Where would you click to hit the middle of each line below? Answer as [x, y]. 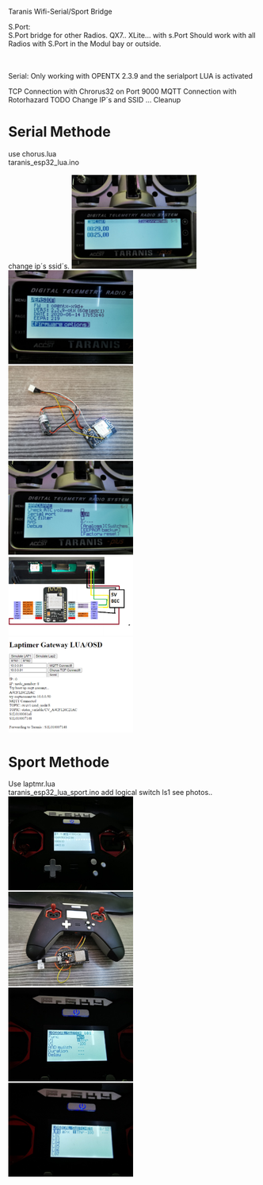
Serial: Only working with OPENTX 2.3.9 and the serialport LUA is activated [131, 76]
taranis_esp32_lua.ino [44, 162]
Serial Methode [59, 132]
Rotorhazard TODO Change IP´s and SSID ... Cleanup [95, 100]
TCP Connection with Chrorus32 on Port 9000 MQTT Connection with [122, 91]
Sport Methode [59, 762]
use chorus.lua [32, 153]
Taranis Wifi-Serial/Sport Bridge [60, 12]
